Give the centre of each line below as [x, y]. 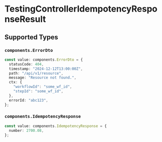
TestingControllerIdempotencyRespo [81, 9]
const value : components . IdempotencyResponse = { [56, 126]
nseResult [25, 19]
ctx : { [16, 82]
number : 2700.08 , [26, 130]
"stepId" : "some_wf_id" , [38, 91]
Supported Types [32, 37]
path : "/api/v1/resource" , [36, 73]
